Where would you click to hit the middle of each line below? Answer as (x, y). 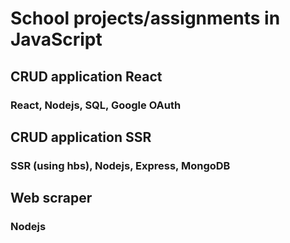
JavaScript (56, 39)
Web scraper (51, 198)
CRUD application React (86, 76)
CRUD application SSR (81, 137)
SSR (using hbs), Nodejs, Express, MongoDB (120, 165)
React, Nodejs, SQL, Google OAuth (96, 105)
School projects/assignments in (145, 18)
